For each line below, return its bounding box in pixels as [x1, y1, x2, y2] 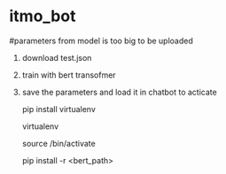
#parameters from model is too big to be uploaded [9, 35, 193, 46]
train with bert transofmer [21, 69, 117, 80]
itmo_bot [9, 6, 76, 26]
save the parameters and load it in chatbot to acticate [21, 87, 217, 97]
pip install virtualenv [21, 103, 96, 114]
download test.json [21, 52, 92, 63]
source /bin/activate [21, 138, 96, 148]
